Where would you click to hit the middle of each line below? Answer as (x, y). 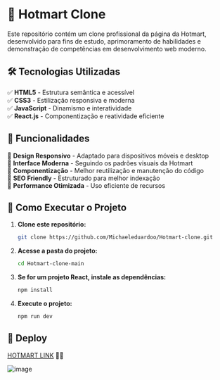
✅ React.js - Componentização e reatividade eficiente (86, 116)
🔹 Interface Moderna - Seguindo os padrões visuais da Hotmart (100, 163)
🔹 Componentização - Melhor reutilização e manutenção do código (105, 170)
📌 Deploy (27, 338)
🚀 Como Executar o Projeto (67, 207)
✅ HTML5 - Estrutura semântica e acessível (71, 92)
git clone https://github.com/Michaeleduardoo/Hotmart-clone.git (115, 237)
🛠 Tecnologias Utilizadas (64, 72)
